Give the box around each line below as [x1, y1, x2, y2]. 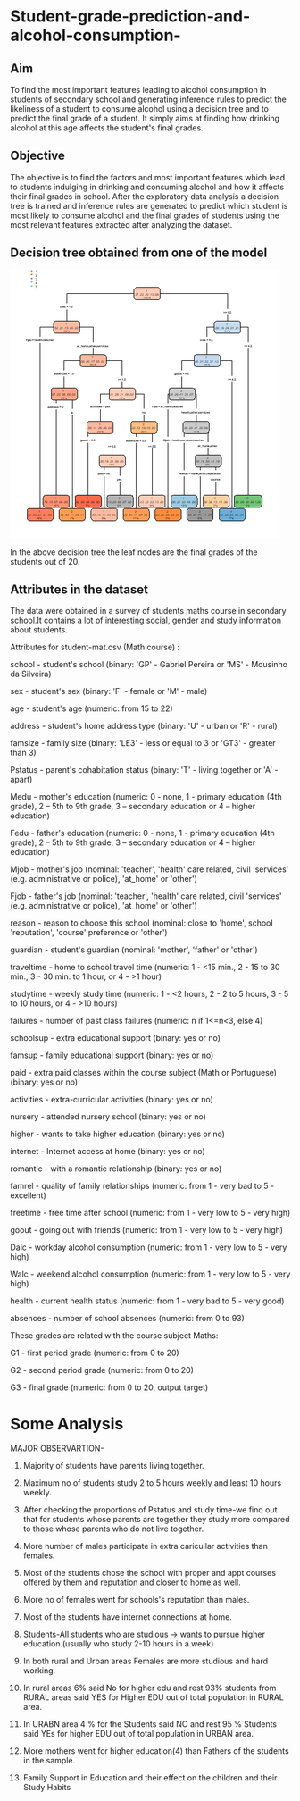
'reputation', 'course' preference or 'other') [10, 927, 168, 938]
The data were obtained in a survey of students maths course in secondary [10, 606, 287, 616]
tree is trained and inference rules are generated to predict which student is [10, 200, 288, 211]
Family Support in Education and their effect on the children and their [22, 1772, 278, 1783]
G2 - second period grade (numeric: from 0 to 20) [10, 1365, 195, 1376]
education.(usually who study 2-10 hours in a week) [22, 1638, 214, 1649]
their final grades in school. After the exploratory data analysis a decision [10, 190, 279, 202]
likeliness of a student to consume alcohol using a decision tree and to [10, 104, 269, 113]
